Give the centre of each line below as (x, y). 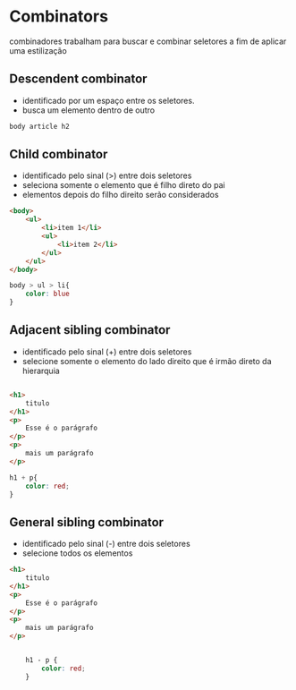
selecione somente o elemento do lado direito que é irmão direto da (147, 361)
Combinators (59, 17)
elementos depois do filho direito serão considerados (120, 195)
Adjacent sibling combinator (90, 330)
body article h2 (39, 126)
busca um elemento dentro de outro (88, 110)
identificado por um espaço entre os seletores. (108, 100)
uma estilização (38, 50)
